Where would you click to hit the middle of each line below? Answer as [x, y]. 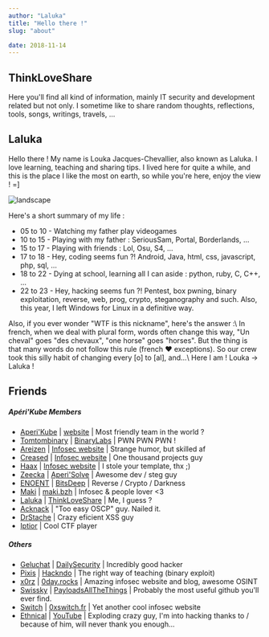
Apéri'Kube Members [45, 411]
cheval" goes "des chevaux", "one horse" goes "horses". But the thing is [128, 340]
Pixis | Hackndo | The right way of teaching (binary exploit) [117, 573]
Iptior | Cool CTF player [59, 526]
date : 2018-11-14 [37, 45]
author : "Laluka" [37, 16]
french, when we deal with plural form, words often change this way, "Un [129, 332]
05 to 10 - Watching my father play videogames [98, 231]
